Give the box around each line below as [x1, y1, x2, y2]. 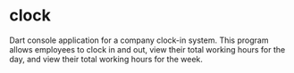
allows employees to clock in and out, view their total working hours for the [9, 44, 286, 54]
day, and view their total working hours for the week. [9, 53, 204, 64]
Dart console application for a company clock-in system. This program [9, 35, 269, 45]
